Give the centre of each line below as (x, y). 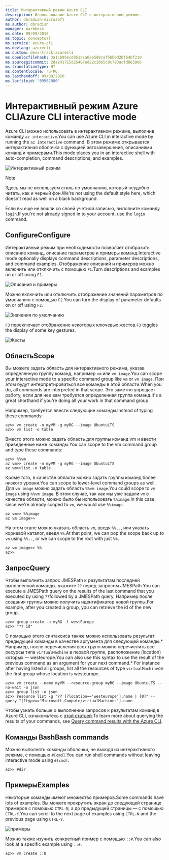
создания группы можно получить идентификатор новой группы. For (79, 602)
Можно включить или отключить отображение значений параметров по (84, 294)
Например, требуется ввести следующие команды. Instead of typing (79, 411)
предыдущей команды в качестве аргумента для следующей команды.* (84, 641)
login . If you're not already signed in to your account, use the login (75, 214)
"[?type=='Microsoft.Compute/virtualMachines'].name (76, 701)
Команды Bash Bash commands (57, 737)
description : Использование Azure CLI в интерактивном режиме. (74, 15)
